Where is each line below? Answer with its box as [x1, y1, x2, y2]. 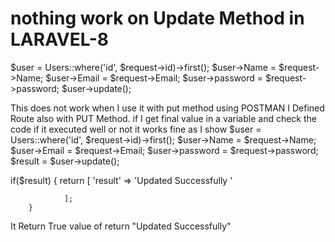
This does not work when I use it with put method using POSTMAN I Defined [10, 102, 325, 114]
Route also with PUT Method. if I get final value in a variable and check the [10, 112, 318, 124]
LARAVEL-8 [10, 28, 110, 51]
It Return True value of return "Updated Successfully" [10, 220, 232, 232]
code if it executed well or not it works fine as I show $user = [10, 123, 262, 135]
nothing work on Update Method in [10, 7, 305, 30]
